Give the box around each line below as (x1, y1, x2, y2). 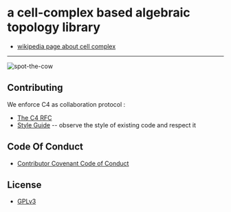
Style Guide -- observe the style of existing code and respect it (16, 120, 197, 129)
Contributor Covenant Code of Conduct (16, 159, 129, 167)
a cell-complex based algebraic (7, 5, 190, 21)
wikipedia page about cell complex (16, 42, 116, 50)
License (7, 179, 42, 191)
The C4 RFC (16, 114, 52, 122)
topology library (7, 19, 101, 35)
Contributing (7, 82, 63, 94)
